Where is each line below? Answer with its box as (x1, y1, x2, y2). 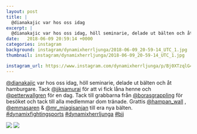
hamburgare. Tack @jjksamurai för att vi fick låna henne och (6, 85, 151, 92)
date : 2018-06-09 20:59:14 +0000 (6, 36, 93, 42)
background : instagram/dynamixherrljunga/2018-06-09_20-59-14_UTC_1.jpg (6, 47, 188, 53)
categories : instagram (6, 42, 62, 48)
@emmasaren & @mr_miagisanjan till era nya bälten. (6, 104, 133, 111)
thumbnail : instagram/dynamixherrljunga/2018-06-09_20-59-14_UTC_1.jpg (6, 52, 185, 58)
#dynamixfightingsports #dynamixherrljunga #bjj (6, 110, 124, 118)
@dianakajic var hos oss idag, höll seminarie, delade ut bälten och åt (6, 79, 172, 86)
